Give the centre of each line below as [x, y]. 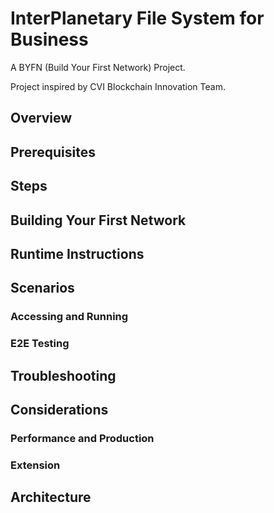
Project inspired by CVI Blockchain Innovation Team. [118, 86]
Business [49, 39]
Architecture [51, 497]
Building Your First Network [98, 220]
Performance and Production [82, 438]
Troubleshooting [63, 375]
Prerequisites [53, 152]
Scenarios [42, 288]
